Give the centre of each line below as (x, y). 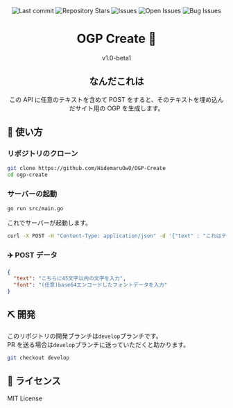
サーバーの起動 (32, 194)
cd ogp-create (28, 175)
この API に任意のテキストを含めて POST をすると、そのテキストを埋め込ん (116, 99)
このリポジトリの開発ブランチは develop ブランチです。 (85, 336)
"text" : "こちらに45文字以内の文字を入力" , (70, 279)
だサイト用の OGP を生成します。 (116, 108)
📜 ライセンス (34, 381)
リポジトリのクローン (43, 154)
